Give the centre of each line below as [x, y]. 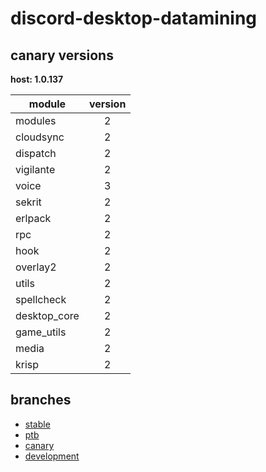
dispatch [36, 153]
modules [36, 120]
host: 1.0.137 [37, 79]
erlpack [33, 218]
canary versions [62, 55]
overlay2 [36, 267]
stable [37, 424]
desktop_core [47, 315]
